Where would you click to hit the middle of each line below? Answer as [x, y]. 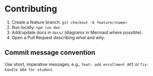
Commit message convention [50, 53]
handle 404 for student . [29, 69]
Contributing [31, 9]
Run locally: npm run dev [36, 27]
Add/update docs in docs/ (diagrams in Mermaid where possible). [77, 32]
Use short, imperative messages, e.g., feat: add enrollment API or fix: [77, 64]
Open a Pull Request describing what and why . [58, 38]
